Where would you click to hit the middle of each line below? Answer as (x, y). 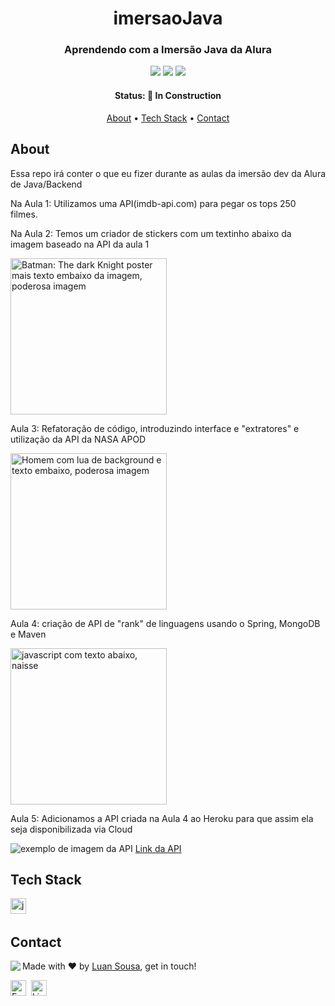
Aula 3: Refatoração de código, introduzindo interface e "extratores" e (155, 428)
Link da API (158, 848)
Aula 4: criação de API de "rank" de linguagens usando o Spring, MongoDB (165, 623)
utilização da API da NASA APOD (78, 439)
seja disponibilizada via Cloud (71, 829)
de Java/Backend (46, 184)
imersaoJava (168, 18)
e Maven (28, 634)
